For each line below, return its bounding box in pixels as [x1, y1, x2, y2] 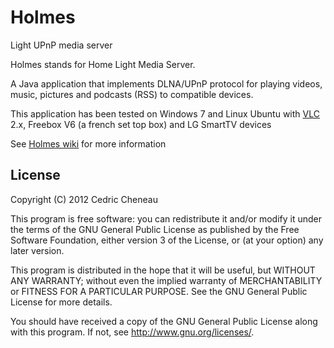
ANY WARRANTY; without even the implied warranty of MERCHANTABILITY [10, 274, 323, 286]
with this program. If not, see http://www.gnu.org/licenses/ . [10, 326, 255, 338]
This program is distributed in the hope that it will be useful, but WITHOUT [10, 264, 316, 276]
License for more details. [10, 296, 113, 308]
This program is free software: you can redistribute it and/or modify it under [10, 212, 322, 225]
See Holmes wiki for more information [10, 137, 167, 150]
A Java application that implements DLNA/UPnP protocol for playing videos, [10, 77, 323, 90]
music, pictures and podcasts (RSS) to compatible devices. [10, 88, 254, 100]
